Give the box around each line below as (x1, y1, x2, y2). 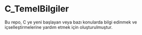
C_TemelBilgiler (4, 3, 69, 14)
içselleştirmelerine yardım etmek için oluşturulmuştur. (4, 24, 113, 30)
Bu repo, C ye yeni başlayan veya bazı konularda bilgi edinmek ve (4, 19, 137, 25)
